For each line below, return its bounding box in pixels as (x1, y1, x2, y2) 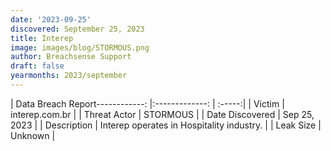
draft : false (10, 61, 65, 71)
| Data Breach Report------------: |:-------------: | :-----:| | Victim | (10, 97, 285, 110)
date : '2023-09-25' (10, 14, 92, 25)
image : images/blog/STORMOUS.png (10, 42, 150, 53)
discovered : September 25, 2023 (10, 24, 145, 34)
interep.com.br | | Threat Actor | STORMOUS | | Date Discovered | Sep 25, (10, 108, 315, 120)
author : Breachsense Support (10, 52, 132, 62)
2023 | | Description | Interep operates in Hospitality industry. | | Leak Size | (10, 119, 322, 131)
